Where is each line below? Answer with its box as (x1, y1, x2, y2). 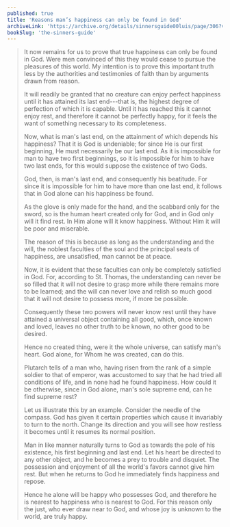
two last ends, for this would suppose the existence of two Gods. (23, 162, 207, 170)
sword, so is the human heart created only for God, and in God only (23, 210, 214, 218)
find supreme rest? (23, 393, 77, 401)
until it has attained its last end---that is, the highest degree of (23, 97, 200, 106)
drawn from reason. (23, 77, 80, 86)
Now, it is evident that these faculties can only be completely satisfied (23, 266, 221, 274)
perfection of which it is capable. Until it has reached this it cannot (23, 105, 212, 113)
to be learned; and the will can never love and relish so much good (23, 287, 212, 296)
